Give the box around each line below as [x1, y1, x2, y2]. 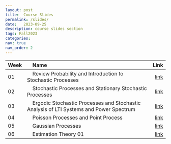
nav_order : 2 [5, 45, 33, 50]
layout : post [5, 7, 33, 13]
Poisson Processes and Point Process [32, 114, 123, 121]
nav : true [5, 41, 26, 46]
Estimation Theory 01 [32, 130, 84, 137]
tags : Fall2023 [5, 31, 38, 36]
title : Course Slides [5, 12, 53, 17]
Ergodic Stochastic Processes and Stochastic [32, 99, 141, 106]
